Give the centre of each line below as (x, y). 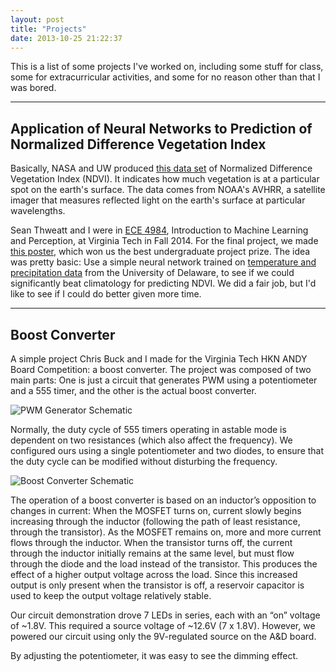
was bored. (33, 88)
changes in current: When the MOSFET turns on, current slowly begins (156, 510)
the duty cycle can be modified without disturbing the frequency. (144, 461)
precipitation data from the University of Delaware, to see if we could (152, 273)
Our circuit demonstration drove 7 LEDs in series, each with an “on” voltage (165, 615)
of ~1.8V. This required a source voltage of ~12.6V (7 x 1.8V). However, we (163, 625)
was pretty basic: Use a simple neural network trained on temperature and (163, 262)
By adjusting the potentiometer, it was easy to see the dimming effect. (154, 655)
